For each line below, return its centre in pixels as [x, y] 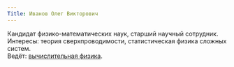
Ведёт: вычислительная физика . [55, 56]
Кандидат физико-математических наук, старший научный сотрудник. [113, 33]
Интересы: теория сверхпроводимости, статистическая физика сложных [117, 41]
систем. [19, 48]
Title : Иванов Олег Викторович [53, 14]
